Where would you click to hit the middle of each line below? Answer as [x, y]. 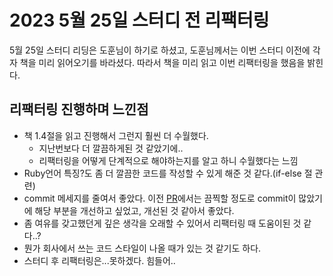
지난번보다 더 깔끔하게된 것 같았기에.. [111, 148]
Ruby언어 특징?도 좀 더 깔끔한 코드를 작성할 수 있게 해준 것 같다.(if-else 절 [168, 173]
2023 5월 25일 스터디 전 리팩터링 [139, 20]
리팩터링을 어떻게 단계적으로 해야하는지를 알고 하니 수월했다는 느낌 [168, 160]
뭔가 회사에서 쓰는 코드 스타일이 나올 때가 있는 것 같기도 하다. [142, 248]
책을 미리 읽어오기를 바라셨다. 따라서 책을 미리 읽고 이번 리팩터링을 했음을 [162, 62]
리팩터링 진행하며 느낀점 [79, 109]
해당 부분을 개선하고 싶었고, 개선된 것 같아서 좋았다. [134, 210]
